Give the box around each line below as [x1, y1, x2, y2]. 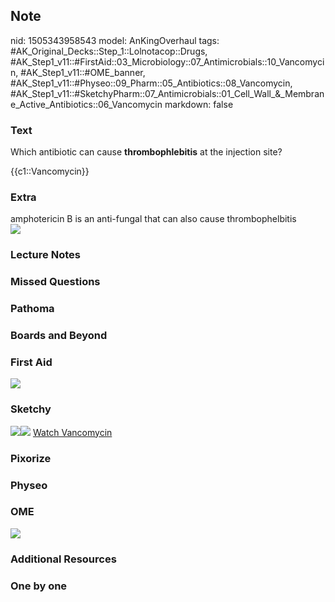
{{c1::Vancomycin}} [10, 165, 90, 178]
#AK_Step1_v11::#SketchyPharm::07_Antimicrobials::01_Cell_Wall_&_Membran [10, 87, 325, 99]
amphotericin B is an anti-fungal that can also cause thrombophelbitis [10, 213, 297, 225]
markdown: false [164, 98, 234, 110]
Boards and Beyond [10, 329, 108, 343]
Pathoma [10, 302, 55, 316]
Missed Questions [10, 275, 101, 289]
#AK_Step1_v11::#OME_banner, [20, 66, 146, 78]
